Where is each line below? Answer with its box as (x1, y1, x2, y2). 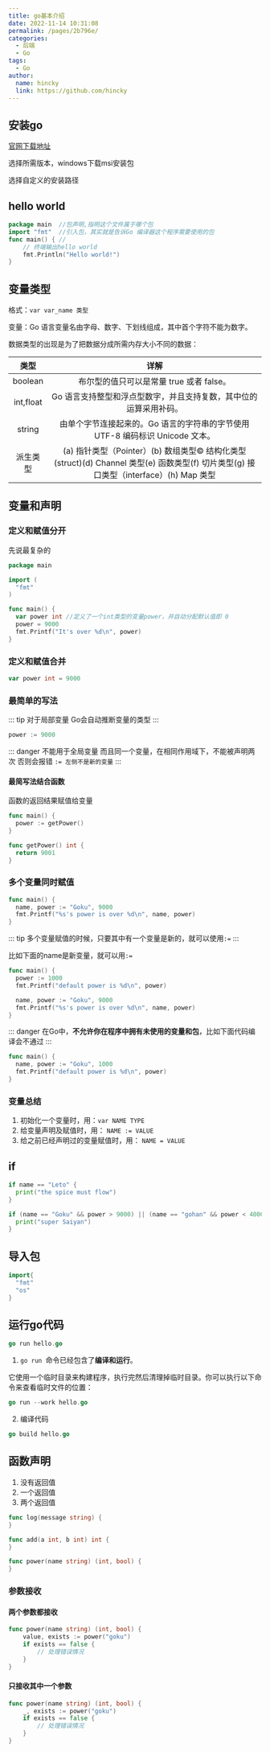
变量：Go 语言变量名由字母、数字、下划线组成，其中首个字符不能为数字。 (8, 323, 252, 332)
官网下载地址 (8, 142, 51, 151)
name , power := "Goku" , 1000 (15, 1060, 113, 1068)
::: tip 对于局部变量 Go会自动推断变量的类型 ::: (8, 715, 159, 725)
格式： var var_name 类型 (8, 305, 88, 315)
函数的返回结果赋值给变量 (8, 796, 93, 805)
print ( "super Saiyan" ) (15, 1218, 92, 1226)
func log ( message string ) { (8, 1513, 103, 1521)
